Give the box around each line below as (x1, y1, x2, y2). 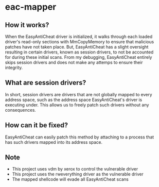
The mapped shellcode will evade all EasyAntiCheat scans (12, 176, 129, 182)
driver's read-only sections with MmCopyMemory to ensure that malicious (5, 39, 154, 45)
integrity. (5, 65, 23, 70)
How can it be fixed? (5, 121, 68, 130)
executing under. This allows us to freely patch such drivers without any (5, 102, 149, 108)
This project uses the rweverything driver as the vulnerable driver (12, 171, 143, 177)
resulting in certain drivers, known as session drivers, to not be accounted (5, 49, 154, 55)
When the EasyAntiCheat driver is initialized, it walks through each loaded (5, 34, 153, 39)
